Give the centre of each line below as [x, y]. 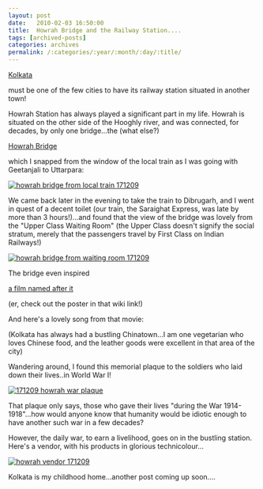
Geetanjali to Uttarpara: [46, 170]
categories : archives [44, 45]
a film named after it [41, 288]
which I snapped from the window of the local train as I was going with [123, 161]
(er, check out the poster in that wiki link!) [76, 304]
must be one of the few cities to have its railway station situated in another [129, 90]
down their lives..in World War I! [60, 375]
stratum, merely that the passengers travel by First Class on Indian [116, 234]
